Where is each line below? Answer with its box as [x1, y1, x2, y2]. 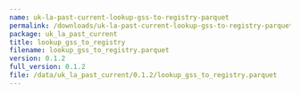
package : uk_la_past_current [9, 29, 118, 38]
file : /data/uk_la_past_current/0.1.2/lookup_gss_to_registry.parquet [9, 71, 278, 80]
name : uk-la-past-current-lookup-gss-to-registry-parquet [9, 12, 229, 22]
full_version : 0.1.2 [9, 63, 87, 72]
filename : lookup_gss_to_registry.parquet [9, 46, 170, 55]
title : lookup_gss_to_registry [9, 37, 126, 47]
